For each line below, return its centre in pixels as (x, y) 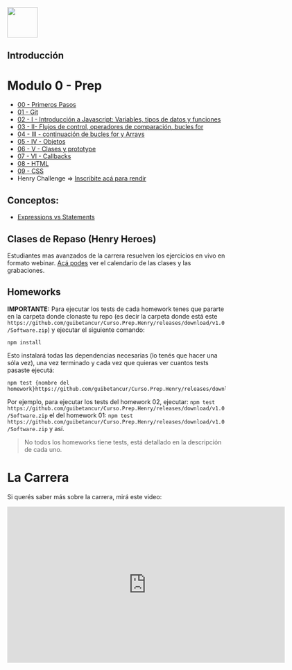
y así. (57, 428)
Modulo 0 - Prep (55, 85)
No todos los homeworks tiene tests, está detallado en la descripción (123, 442)
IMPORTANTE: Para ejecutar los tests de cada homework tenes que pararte (115, 309)
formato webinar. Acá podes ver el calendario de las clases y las (99, 262)
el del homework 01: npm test (91, 415)
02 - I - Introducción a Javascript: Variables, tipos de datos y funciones (119, 119)
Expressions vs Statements (56, 217)
